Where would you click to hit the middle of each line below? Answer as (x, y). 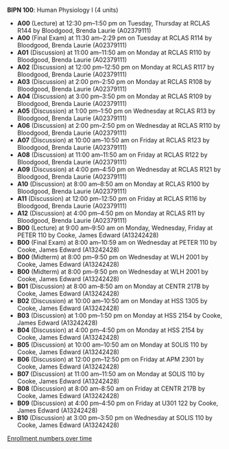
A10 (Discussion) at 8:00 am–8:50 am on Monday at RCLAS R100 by (113, 184)
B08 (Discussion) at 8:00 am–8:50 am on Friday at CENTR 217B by (111, 388)
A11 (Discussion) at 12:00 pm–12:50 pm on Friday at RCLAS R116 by (112, 198)
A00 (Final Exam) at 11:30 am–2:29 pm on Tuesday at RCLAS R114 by (114, 38)
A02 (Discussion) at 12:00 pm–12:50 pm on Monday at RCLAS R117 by (116, 67)
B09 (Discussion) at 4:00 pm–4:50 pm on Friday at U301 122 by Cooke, (118, 403)
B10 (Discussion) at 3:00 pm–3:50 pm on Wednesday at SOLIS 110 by (114, 418)
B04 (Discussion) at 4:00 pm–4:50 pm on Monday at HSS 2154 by (110, 330)
